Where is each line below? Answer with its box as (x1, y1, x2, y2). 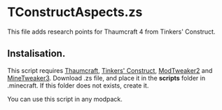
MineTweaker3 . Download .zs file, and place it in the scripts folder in (7, 74, 205, 82)
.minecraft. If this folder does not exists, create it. (7, 81, 149, 90)
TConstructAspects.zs (7, 4, 143, 20)
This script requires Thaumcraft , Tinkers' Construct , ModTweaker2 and (7, 66, 213, 74)
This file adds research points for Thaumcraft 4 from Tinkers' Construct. (7, 27, 216, 36)
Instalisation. (7, 48, 66, 60)
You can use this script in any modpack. (7, 95, 123, 103)
